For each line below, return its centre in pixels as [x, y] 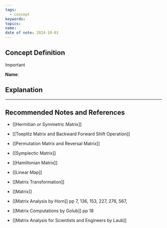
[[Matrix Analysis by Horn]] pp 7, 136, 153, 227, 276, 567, [70, 201]
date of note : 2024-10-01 [32, 33]
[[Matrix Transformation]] [38, 182]
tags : [11, 10]
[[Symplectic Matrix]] [34, 153]
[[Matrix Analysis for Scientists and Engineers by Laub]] [69, 221]
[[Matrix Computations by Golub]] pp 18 [53, 211]
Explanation [24, 90]
